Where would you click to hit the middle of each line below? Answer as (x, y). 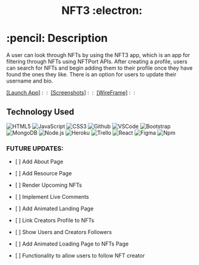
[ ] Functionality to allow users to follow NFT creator (80, 256)
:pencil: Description (57, 39)
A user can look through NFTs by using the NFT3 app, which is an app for (98, 55)
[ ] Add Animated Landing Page (54, 209)
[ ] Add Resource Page (43, 173)
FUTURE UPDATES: (35, 148)
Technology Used (40, 112)
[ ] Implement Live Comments (52, 197)
